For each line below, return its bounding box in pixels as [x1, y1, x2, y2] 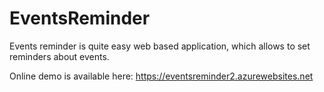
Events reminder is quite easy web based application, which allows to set [9, 40, 311, 52]
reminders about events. [9, 50, 110, 62]
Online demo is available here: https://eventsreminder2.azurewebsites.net [9, 70, 314, 82]
